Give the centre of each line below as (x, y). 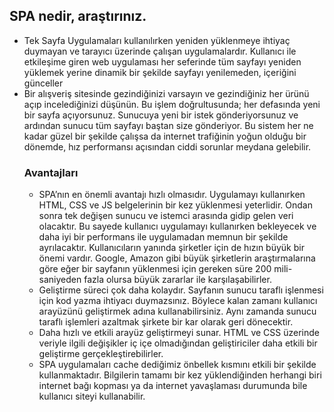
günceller (43, 83)
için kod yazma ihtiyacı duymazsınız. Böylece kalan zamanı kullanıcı (178, 301)
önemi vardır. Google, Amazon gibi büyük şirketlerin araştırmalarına (177, 258)
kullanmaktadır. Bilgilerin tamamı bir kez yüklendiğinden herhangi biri (180, 375)
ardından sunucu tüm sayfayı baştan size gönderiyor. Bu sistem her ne (168, 125)
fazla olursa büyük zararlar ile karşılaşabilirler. (177, 280)
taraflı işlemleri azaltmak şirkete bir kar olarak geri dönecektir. (166, 322)
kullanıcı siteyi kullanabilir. (92, 396)
